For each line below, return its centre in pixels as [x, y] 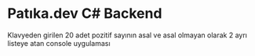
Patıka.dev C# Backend [85, 14]
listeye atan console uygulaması [59, 43]
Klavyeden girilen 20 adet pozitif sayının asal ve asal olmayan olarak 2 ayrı [127, 35]
